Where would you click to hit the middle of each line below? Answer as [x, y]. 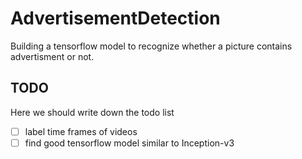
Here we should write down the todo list [92, 112]
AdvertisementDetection [115, 18]
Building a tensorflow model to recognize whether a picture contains [151, 46]
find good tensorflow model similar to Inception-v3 [129, 143]
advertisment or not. [52, 56]
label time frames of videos [81, 131]
